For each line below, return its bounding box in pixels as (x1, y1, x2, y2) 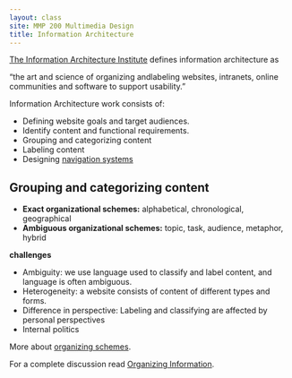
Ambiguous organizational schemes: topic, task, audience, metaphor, (21, 223, 284, 234)
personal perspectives (21, 314, 106, 325)
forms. (21, 296, 47, 306)
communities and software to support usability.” (9, 82, 186, 92)
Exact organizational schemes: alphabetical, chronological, (21, 203, 245, 215)
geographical (21, 213, 72, 224)
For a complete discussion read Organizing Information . (9, 359, 215, 370)
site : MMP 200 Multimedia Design (9, 21, 134, 30)
